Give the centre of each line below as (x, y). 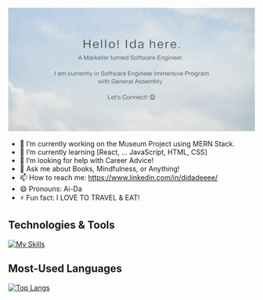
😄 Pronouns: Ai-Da (50, 189)
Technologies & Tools (61, 225)
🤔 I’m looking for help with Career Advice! (86, 160)
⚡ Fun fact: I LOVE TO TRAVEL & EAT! (79, 197)
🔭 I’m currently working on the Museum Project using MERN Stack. (127, 144)
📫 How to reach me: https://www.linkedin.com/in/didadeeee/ (119, 177)
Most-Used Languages (65, 269)
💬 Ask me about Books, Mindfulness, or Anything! (99, 169)
